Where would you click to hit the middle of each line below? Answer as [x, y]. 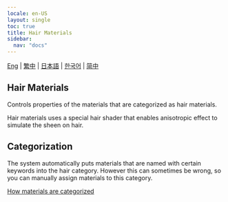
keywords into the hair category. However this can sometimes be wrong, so [114, 170]
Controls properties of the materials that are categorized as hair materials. [112, 104]
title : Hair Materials [40, 33]
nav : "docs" [31, 45]
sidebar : [20, 39]
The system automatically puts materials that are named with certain [104, 163]
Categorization [40, 147]
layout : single [29, 20]
